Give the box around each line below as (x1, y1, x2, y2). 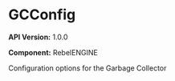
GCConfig (8, 6, 76, 24)
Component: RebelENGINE (8, 47, 98, 57)
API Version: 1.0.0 (8, 32, 68, 42)
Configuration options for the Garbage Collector (8, 63, 167, 73)
